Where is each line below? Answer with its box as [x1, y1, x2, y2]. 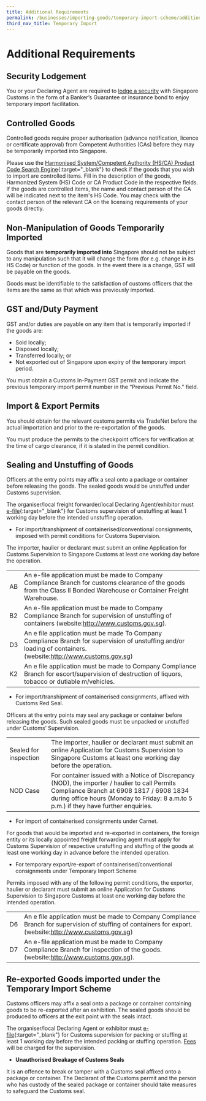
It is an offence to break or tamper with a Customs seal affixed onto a [6, 1068, 181, 1075]
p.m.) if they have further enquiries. [51, 802, 153, 811]
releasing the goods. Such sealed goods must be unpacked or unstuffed [6, 718, 189, 725]
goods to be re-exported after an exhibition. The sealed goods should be [6, 1006, 190, 1014]
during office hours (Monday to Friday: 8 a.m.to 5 [51, 794, 193, 803]
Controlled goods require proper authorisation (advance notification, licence [6, 134, 199, 142]
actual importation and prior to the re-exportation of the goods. [6, 423, 166, 431]
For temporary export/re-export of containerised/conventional [15, 861, 172, 868]
